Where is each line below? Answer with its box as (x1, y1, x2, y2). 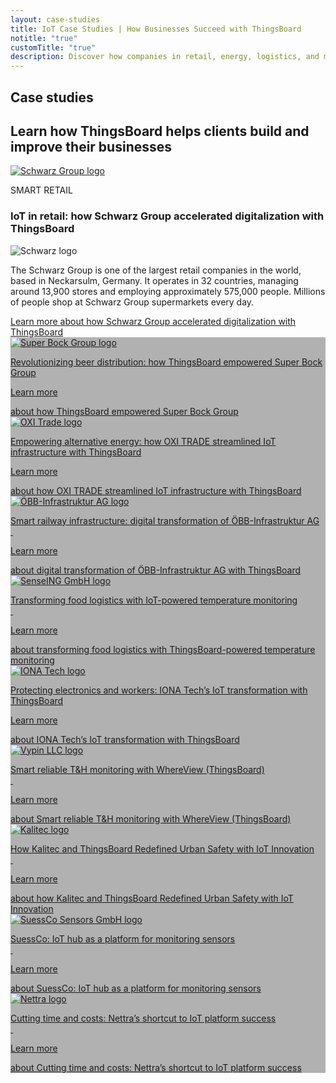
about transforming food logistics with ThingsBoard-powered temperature (10, 643, 316, 655)
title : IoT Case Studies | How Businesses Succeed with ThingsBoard (10, 24, 302, 34)
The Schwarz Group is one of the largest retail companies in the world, (10, 264, 302, 276)
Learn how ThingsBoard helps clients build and (10, 122, 310, 140)
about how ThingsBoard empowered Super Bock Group (10, 405, 239, 417)
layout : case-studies (10, 14, 101, 25)
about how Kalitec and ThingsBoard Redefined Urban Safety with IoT (10, 892, 294, 904)
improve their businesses (10, 138, 173, 155)
